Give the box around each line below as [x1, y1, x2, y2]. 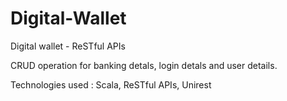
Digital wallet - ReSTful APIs [10, 40, 126, 52]
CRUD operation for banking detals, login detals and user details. [10, 59, 278, 71]
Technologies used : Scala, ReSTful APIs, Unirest [10, 78, 212, 91]
